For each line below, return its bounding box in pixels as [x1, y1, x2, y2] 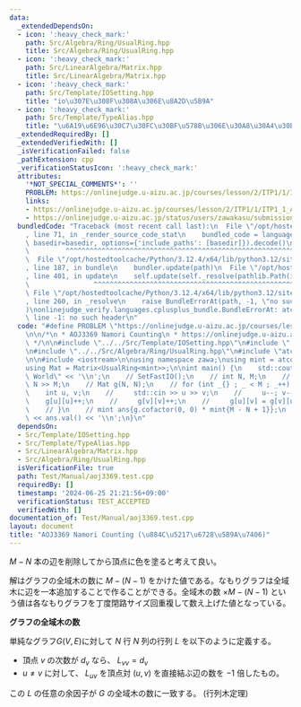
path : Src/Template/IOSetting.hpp [25, 88, 154, 97]
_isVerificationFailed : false [17, 146, 130, 155]
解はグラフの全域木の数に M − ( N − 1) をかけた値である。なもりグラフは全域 [9, 575, 289, 586]
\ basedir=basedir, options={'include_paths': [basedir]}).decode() [25, 239, 287, 248]
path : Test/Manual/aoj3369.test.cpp [17, 472, 154, 481]
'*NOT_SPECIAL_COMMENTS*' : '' [25, 180, 139, 189]
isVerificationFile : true [17, 464, 115, 473]
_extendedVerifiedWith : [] [17, 138, 118, 147]
